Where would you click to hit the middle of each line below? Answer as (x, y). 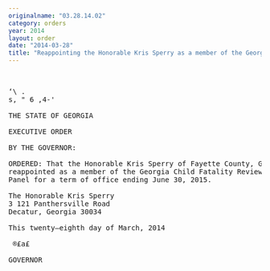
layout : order (32, 38)
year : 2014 (27, 30)
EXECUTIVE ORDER (40, 132)
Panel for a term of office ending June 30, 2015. (110, 180)
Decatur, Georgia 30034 (55, 212)
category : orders (37, 23)
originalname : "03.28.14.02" (57, 16)
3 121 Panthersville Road (59, 204)
